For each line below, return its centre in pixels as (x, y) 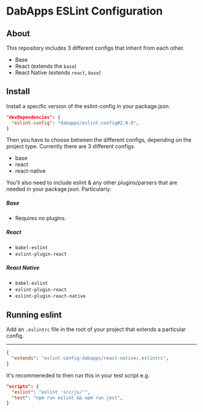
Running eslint (34, 315)
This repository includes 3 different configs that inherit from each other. (95, 48)
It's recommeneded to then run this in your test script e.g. (78, 375)
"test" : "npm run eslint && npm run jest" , (67, 397)
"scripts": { (23, 386)
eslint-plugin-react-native (50, 296)
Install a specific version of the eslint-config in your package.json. (88, 106)
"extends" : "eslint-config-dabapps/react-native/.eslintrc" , (90, 358)
